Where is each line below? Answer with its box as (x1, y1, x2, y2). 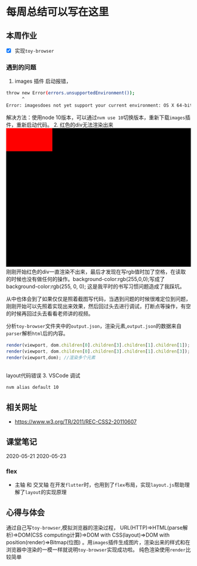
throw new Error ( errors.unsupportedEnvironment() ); (6, 90, 135, 96)
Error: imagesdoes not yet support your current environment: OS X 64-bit (6, 103, 193, 109)
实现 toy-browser (14, 48, 55, 54)
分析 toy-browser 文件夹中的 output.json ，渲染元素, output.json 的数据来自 (6, 322, 182, 329)
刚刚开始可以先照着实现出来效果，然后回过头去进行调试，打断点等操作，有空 (6, 303, 191, 310)
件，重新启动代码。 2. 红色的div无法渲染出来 (6, 121, 114, 128)
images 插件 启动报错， (14, 77, 72, 85)
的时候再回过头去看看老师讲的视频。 (6, 310, 94, 317)
